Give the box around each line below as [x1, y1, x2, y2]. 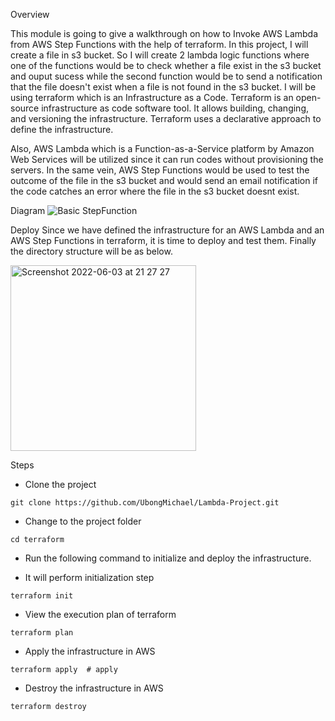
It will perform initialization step [24, 572, 155, 583]
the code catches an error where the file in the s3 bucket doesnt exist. [10, 185, 300, 197]
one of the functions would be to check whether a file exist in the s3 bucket [10, 60, 322, 71]
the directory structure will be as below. [10, 245, 173, 257]
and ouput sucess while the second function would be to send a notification [10, 70, 323, 82]
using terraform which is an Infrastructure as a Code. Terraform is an [10, 92, 294, 103]
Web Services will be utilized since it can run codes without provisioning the [10, 154, 324, 165]
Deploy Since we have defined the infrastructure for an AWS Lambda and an [10, 224, 325, 236]
